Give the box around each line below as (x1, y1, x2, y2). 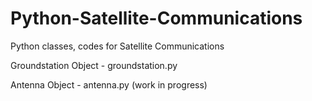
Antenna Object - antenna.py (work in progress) (10, 78, 208, 91)
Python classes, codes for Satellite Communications (10, 40, 225, 52)
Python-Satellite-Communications (10, 7, 303, 30)
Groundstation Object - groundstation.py (10, 59, 178, 71)
